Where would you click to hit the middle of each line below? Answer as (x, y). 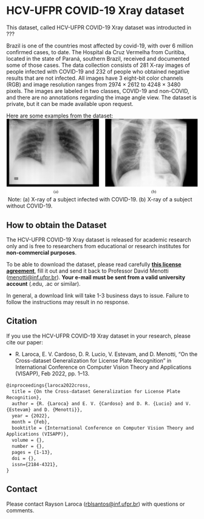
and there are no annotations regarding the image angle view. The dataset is (102, 97)
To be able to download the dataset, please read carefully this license (94, 265)
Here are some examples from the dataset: (60, 116)
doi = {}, (24, 458)
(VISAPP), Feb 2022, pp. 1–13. (52, 373)
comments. (20, 510)
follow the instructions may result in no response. (68, 302)
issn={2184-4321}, (35, 464)
